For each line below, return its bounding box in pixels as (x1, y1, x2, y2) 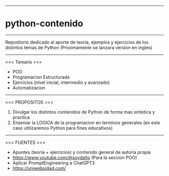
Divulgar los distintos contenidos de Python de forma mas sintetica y (12, 109, 155, 115)
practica (12, 114, 30, 120)
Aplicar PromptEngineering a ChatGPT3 (12, 159, 95, 166)
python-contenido (5, 18, 83, 29)
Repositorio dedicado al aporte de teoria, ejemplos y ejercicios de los (5, 39, 149, 45)
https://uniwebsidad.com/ (12, 165, 66, 171)
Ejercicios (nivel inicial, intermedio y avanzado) (12, 79, 110, 85)
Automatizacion (12, 84, 45, 91)
